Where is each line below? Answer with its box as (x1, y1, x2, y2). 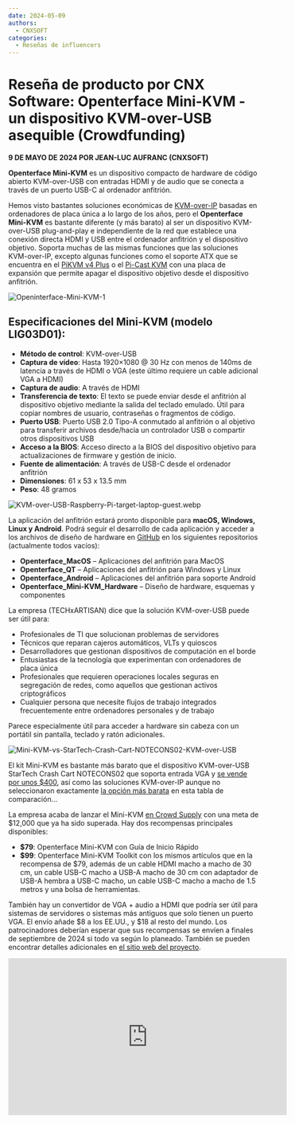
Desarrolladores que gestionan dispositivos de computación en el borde (19, 646, 256, 656)
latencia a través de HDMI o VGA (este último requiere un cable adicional (19, 366, 258, 375)
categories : (8, 33, 48, 42)
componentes (19, 590, 66, 599)
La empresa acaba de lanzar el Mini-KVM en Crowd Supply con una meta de (8, 810, 259, 819)
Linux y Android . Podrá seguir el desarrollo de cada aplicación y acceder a (8, 524, 254, 533)
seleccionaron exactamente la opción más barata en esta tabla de (8, 786, 224, 795)
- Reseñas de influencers (15, 41, 102, 49)
